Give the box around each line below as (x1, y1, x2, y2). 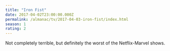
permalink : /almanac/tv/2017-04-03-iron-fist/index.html (5, 17, 129, 22)
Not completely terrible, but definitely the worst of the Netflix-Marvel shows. (5, 40, 165, 46)
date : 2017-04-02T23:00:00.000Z (5, 12, 74, 17)
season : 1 (5, 21, 26, 27)
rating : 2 (5, 26, 26, 31)
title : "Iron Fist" (5, 7, 47, 13)
